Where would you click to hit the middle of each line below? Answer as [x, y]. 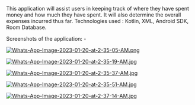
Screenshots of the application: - [46, 39]
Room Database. [26, 27]
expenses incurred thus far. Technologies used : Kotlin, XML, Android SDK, [97, 21]
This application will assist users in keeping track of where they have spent [98, 9]
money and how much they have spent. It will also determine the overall [94, 15]
